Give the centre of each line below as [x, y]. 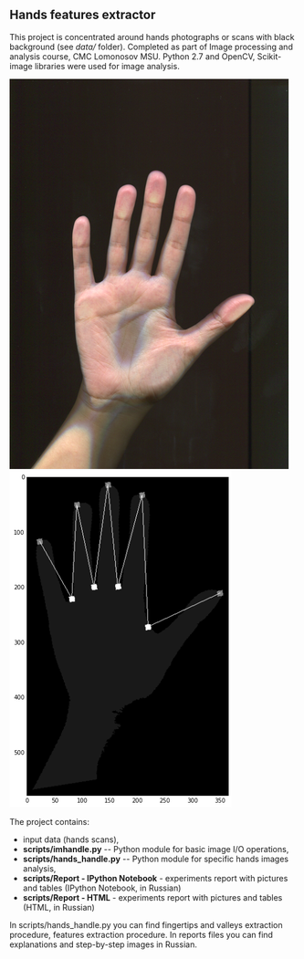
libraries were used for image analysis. [107, 66]
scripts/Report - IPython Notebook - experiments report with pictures [155, 878]
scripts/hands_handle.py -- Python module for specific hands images [156, 859]
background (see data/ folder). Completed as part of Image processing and [152, 47]
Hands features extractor [83, 15]
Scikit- [269, 56]
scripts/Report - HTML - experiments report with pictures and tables [152, 897]
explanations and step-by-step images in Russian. [104, 944]
